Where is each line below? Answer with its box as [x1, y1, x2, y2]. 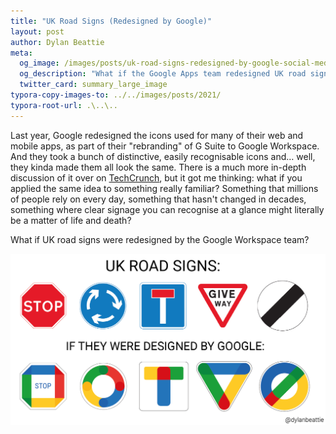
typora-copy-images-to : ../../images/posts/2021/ [10, 90, 222, 100]
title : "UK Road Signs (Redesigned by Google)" [10, 16, 213, 26]
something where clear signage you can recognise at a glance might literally [10, 203, 325, 215]
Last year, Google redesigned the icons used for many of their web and [10, 129, 304, 141]
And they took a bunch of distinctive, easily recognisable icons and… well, [10, 150, 316, 162]
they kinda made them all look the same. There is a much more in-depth [10, 161, 307, 173]
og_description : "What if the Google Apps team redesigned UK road [19, 69, 307, 79]
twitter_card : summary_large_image [19, 80, 168, 90]
